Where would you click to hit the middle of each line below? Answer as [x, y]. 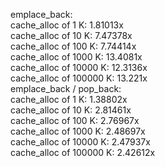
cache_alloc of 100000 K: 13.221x [79, 78]
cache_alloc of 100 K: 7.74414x [73, 46]
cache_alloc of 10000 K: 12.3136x [79, 67]
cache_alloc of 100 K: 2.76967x [75, 120]
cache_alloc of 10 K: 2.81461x [71, 110]
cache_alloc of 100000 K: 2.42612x [83, 152]
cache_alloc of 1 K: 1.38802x [69, 99]
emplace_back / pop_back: [66, 88]
